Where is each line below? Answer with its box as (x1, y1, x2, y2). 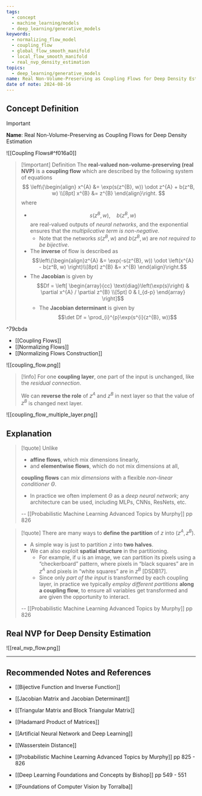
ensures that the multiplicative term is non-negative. (29, 227, 160, 234)
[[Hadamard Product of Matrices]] (14, 718, 100, 726)
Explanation (6, 428, 52, 439)
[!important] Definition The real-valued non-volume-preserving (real (20, 161, 194, 168)
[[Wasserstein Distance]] (14, 742, 77, 749)
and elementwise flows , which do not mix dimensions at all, (29, 462, 179, 470)
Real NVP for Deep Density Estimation (6, 628, 151, 638)
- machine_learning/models (11, 20, 79, 26)
